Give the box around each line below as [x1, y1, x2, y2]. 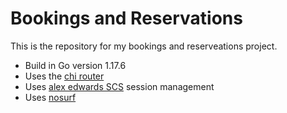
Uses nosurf [24, 91, 77, 103]
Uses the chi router [24, 70, 105, 82]
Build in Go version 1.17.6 [24, 59, 127, 71]
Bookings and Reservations [10, 7, 243, 30]
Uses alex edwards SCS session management [24, 80, 215, 92]
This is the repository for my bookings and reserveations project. [10, 40, 278, 52]
